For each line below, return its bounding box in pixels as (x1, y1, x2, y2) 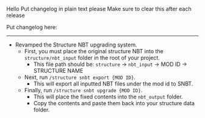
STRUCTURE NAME (33, 67, 84, 74)
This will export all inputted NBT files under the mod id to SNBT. (33, 80, 193, 87)
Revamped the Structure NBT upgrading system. (15, 41, 137, 48)
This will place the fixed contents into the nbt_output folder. (33, 93, 183, 100)
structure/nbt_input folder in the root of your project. (24, 54, 160, 61)
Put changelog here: (6, 24, 57, 31)
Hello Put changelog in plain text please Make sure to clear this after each (6, 6, 192, 12)
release (6, 12, 26, 19)
